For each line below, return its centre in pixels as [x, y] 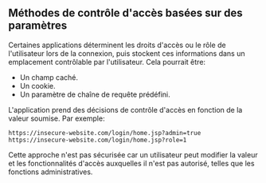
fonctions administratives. [51, 172]
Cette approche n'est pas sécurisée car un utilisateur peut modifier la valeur [133, 154]
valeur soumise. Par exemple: [57, 118]
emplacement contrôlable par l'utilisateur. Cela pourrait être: [107, 62]
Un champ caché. [49, 77]
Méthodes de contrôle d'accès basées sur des [125, 13]
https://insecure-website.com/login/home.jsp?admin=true [105, 133]
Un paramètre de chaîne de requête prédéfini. [95, 94]
